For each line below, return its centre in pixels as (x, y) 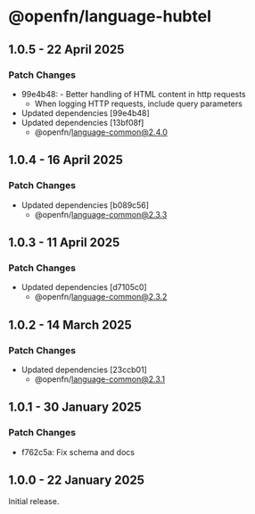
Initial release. (34, 502)
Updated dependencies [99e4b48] (86, 112)
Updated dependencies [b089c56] (85, 205)
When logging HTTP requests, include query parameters (138, 104)
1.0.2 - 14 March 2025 (70, 324)
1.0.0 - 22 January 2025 (76, 481)
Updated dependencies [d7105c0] (84, 287)
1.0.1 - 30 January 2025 (75, 407)
